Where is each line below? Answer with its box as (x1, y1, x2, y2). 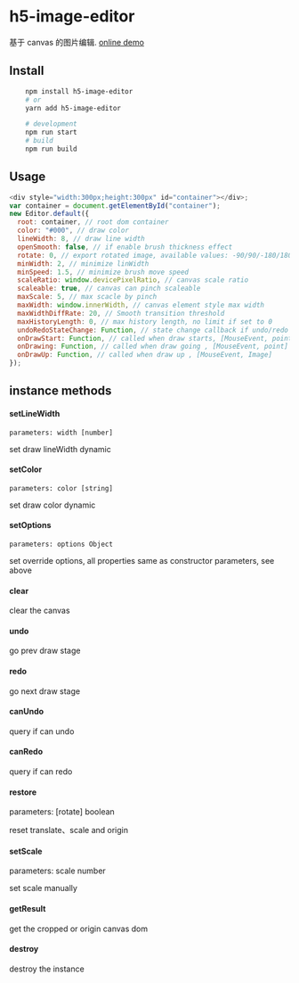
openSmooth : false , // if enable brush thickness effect (17, 243, 233, 252)
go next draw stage (9, 685, 81, 697)
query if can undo (9, 725, 75, 737)
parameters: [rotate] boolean (9, 806, 116, 817)
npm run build (25, 145, 77, 153)
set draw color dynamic (9, 500, 96, 510)
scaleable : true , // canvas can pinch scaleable (17, 284, 201, 293)
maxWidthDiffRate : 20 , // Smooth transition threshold (17, 309, 225, 318)
